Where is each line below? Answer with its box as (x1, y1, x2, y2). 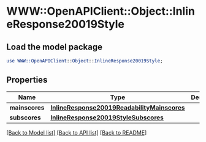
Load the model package (6, 42, 103, 52)
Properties (6, 75, 48, 85)
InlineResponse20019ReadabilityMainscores (50, 103, 185, 111)
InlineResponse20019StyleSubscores (50, 113, 164, 122)
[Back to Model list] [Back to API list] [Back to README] (6, 129, 147, 136)
